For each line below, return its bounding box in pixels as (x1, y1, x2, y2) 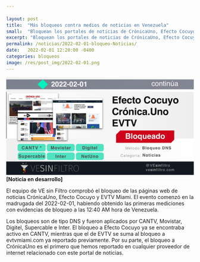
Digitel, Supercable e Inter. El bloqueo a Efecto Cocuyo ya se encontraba (6, 223, 185, 231)
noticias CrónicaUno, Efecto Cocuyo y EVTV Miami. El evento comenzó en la (6, 193, 194, 200)
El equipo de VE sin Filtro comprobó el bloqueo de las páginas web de (6, 187, 178, 194)
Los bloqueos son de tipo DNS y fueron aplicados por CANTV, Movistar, (6, 217, 183, 225)
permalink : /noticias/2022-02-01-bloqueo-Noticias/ (6, 41, 137, 47)
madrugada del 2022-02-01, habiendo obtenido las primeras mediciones (6, 200, 185, 207)
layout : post (6, 15, 39, 22)
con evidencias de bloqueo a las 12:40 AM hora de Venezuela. (6, 206, 159, 213)
